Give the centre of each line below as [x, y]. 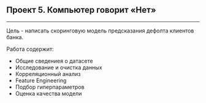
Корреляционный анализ [48, 74]
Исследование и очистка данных [59, 67]
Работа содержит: [30, 49]
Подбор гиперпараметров [50, 87]
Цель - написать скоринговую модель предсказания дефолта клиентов [100, 31]
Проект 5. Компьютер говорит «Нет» [81, 10]
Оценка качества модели [48, 93]
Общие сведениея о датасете [54, 61]
